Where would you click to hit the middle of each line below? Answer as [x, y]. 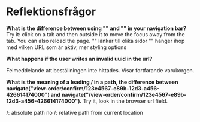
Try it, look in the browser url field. [125, 101]
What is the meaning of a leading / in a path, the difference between [92, 82]
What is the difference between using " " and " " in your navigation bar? [96, 28]
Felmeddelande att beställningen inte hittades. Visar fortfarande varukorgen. [100, 70]
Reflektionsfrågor [51, 12]
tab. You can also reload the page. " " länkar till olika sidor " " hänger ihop [96, 41]
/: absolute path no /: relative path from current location [75, 112]
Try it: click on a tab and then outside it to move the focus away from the [96, 34]
